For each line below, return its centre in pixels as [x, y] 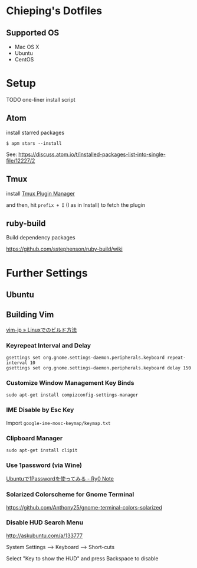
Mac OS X [27, 47]
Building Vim [30, 315]
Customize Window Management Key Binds [70, 382]
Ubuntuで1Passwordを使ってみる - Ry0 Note [60, 479]
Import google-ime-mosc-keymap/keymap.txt [58, 423]
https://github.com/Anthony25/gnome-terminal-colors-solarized [84, 507]
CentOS [24, 59]
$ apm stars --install [34, 143]
